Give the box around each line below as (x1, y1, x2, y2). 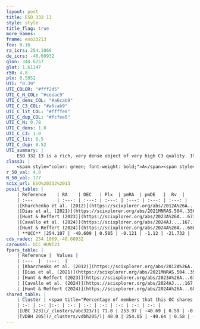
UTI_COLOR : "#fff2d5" (6, 86, 60, 92)
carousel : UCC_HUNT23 (6, 241, 60, 247)
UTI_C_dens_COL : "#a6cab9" (6, 97, 73, 103)
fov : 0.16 (6, 42, 31, 48)
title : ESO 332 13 (6, 14, 52, 20)
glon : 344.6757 (6, 58, 44, 64)
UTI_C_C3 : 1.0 (6, 131, 42, 137)
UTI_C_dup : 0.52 (6, 141, 46, 148)
